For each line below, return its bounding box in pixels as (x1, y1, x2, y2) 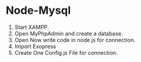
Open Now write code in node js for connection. (14, 36, 136, 43)
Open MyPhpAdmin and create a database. (14, 29, 123, 37)
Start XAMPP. (14, 23, 49, 31)
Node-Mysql (5, 4, 71, 17)
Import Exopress (14, 43, 56, 50)
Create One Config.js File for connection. (14, 49, 118, 56)
